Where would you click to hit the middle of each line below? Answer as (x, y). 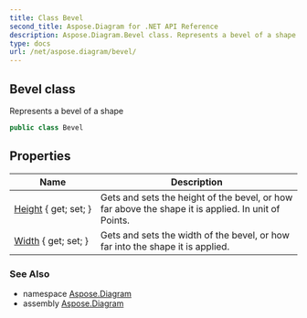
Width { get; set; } (52, 240)
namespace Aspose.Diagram (77, 293)
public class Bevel (47, 127)
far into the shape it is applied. (165, 246)
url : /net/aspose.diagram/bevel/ (73, 52)
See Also (30, 273)
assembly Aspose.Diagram (73, 303)
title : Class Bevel (47, 18)
